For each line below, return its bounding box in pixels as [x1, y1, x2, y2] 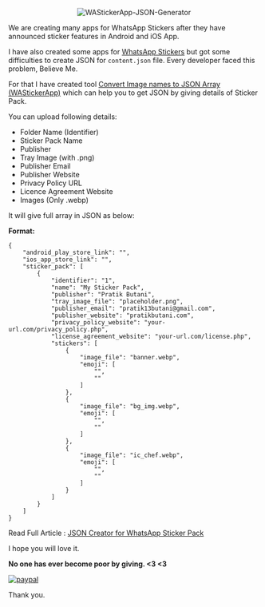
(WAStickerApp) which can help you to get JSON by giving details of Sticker [8, 88, 258, 97]
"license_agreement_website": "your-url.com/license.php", [50, 332, 251, 340]
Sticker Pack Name [19, 136, 83, 145]
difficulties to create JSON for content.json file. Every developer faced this [8, 56, 255, 65]
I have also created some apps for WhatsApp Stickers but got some [8, 47, 231, 56]
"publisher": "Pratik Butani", [50, 291, 156, 299]
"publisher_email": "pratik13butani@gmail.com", [50, 304, 216, 312]
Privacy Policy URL [19, 178, 82, 188]
